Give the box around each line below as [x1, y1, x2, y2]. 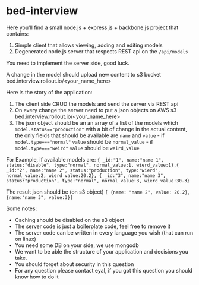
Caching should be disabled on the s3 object [14, 216, 125, 223]
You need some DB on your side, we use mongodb [14, 242, 139, 249]
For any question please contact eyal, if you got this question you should [14, 267, 193, 274]
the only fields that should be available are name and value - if [14, 132, 165, 139]
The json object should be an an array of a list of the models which [14, 119, 178, 126]
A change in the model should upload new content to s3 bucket [6, 71, 162, 78]
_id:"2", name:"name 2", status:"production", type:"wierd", [6, 167, 161, 173]
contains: [6, 30, 29, 37]
